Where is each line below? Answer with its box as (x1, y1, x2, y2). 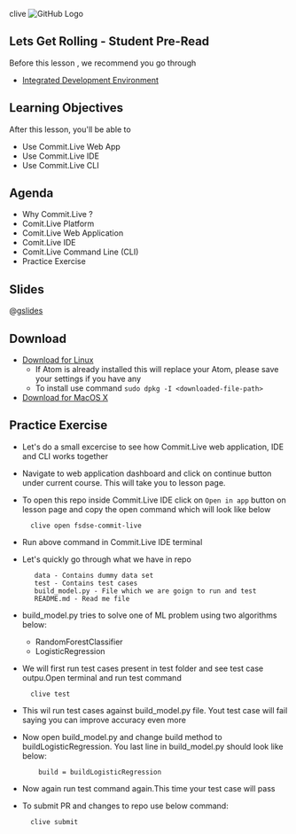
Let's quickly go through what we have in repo (21, 554, 192, 565)
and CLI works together (21, 450, 109, 461)
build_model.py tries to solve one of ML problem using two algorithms (21, 610, 277, 620)
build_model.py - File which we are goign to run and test (34, 586, 257, 596)
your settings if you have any (35, 373, 142, 385)
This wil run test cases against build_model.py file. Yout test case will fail (21, 705, 288, 715)
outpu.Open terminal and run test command (21, 672, 182, 682)
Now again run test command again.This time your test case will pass (21, 783, 276, 793)
